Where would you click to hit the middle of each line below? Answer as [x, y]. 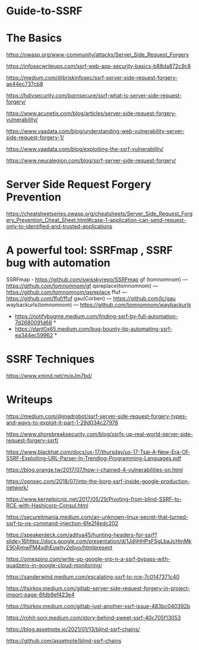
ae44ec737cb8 [25, 84]
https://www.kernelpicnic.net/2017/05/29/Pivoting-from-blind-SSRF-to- [94, 499]
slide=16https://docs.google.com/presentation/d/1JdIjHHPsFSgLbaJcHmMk [99, 541]
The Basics [34, 38]
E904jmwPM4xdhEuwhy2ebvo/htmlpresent [59, 547]
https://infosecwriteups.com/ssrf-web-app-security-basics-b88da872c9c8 [99, 66]
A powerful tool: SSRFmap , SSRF [90, 250]
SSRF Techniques [50, 359]
